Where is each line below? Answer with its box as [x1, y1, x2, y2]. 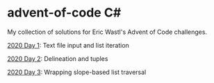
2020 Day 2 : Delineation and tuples [7, 54, 108, 63]
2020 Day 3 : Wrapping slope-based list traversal [7, 68, 147, 76]
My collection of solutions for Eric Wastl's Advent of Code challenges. [7, 28, 207, 36]
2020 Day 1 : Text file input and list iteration [7, 41, 130, 49]
